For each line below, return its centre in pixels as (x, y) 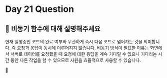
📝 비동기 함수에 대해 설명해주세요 (53, 29)
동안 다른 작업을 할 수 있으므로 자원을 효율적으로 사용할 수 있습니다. (75, 60)
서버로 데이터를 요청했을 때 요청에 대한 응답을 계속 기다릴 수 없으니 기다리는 (84, 54)
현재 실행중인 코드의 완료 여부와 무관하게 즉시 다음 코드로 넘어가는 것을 (74, 41)
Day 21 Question (39, 9)
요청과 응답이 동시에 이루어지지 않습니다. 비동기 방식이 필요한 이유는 (83, 48)
